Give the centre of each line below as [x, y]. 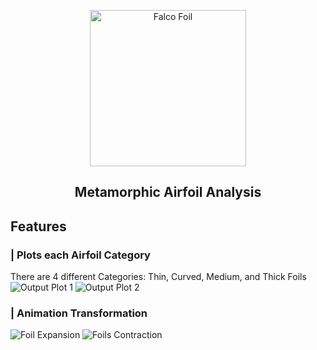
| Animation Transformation [79, 313]
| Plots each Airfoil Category [80, 255]
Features [38, 226]
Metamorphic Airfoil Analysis [168, 192]
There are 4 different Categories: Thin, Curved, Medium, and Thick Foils [158, 277]
